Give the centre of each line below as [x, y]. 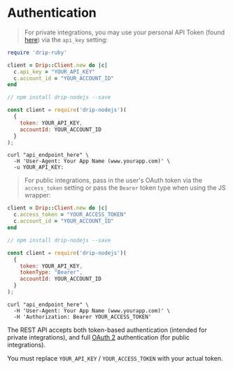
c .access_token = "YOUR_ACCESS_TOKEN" [70, 215]
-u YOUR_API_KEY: [39, 167]
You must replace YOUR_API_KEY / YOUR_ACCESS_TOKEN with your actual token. [115, 358]
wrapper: [37, 195]
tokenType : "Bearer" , [51, 272]
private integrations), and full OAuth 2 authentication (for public [99, 337]
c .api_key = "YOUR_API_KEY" [55, 71]
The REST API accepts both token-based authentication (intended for [107, 330]
